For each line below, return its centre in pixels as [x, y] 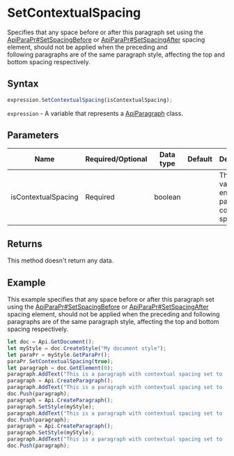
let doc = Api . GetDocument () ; [51, 342]
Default [200, 159]
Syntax [23, 84]
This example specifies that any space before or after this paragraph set [111, 300]
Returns [25, 243]
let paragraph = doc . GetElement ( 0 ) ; [60, 368]
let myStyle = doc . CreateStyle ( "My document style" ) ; [87, 348]
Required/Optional [116, 159]
